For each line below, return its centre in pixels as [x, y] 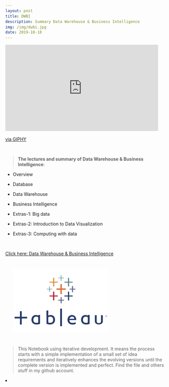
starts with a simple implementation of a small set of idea [77, 354]
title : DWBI [18, 16]
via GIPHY [16, 139]
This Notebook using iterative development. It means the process [86, 349]
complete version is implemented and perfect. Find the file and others [91, 365]
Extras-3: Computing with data [45, 234]
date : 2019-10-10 [24, 32]
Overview [23, 174]
